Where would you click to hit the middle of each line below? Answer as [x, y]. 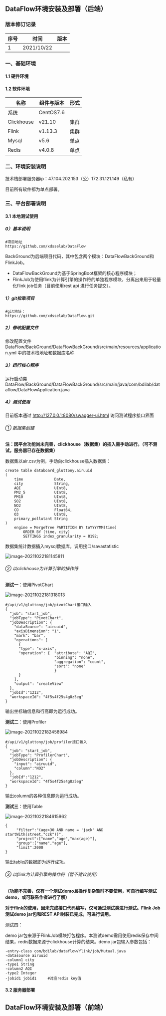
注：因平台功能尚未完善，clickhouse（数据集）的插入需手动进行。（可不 [79, 444]
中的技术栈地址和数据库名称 [46, 353]
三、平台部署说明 [26, 203]
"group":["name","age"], [42, 843]
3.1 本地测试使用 [22, 216]
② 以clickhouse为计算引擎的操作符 [42, 568]
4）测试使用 [18, 402]
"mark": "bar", [30, 636]
